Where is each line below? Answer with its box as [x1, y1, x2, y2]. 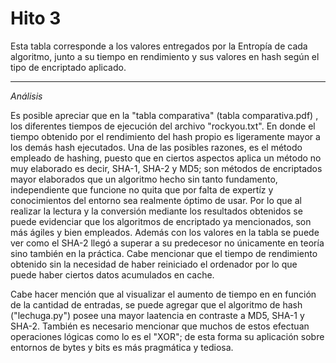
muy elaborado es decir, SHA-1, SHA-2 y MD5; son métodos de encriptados [10, 162, 323, 174]
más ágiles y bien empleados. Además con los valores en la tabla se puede [10, 226, 320, 238]
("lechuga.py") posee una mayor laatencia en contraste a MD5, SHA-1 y [10, 309, 305, 321]
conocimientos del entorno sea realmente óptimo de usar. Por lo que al [10, 194, 302, 206]
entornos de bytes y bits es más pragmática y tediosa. [10, 341, 234, 353]
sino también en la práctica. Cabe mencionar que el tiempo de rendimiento [10, 247, 318, 259]
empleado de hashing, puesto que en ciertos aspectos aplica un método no [10, 152, 322, 164]
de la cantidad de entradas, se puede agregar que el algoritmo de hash [10, 298, 303, 311]
